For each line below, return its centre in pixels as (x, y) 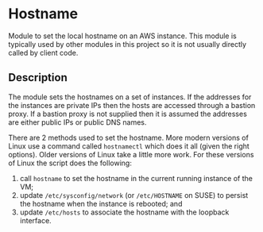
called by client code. (43, 52)
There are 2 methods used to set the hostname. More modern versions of (128, 137)
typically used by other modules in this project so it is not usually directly (128, 44)
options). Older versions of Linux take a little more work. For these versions (131, 154)
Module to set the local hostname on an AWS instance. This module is (122, 36)
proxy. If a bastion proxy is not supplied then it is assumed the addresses (128, 114)
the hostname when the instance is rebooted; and (101, 203)
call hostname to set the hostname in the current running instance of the (136, 178)
